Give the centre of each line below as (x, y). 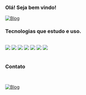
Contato (15, 66)
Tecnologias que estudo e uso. (43, 31)
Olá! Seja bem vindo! (31, 7)
